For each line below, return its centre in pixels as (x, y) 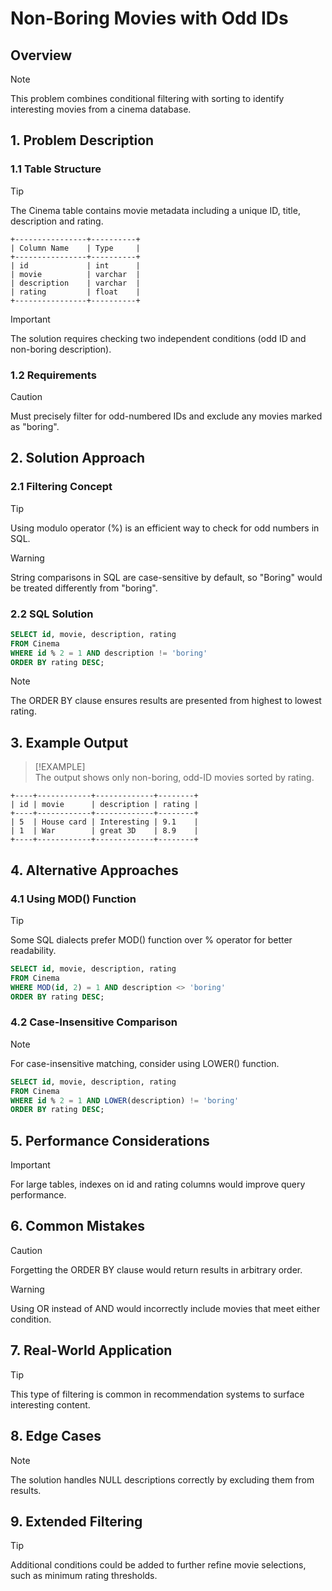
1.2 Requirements (53, 375)
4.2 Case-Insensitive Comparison (94, 1022)
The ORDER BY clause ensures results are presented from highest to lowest (166, 701)
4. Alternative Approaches (94, 870)
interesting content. (50, 1404)
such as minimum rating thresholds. (84, 1576)
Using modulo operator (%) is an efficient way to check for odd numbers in (165, 528)
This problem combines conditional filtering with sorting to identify (147, 98)
